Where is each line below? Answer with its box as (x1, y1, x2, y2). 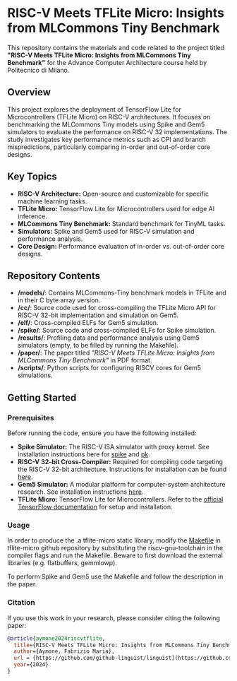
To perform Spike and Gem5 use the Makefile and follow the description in (7, 572, 224, 581)
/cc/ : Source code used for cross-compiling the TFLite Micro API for (17, 304, 217, 312)
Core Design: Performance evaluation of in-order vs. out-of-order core (17, 242, 224, 250)
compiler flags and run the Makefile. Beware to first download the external (7, 551, 224, 559)
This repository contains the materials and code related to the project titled (7, 43, 225, 52)
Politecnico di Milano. (7, 66, 70, 74)
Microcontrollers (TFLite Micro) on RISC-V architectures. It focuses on (7, 112, 211, 121)
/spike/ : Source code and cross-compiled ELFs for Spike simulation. (17, 326, 217, 335)
